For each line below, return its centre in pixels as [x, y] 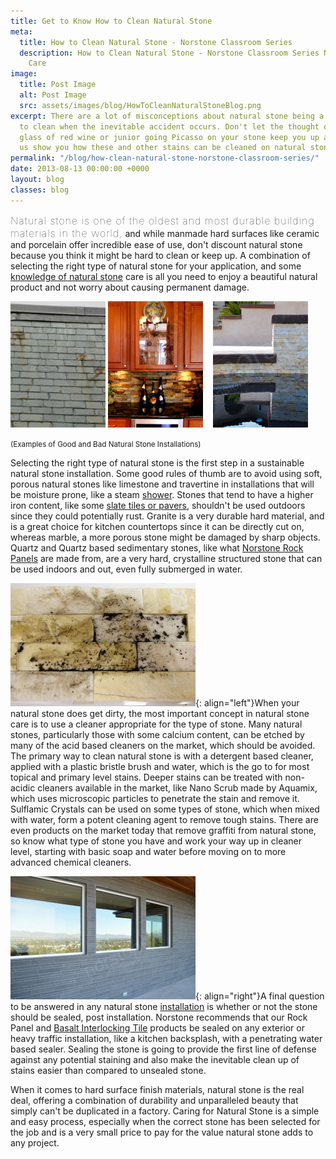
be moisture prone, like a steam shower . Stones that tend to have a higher [162, 494]
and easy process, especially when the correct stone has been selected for [165, 1121]
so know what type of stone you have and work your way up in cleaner [156, 841]
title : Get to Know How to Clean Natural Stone [111, 21]
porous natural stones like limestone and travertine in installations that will [162, 484]
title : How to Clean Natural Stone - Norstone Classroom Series [156, 42]
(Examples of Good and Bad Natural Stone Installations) [106, 444]
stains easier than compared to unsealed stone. [108, 1070]
